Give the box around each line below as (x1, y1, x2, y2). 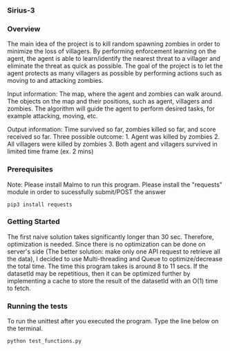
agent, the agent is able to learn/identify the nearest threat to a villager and (7, 55, 221, 63)
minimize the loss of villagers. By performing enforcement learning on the (7, 47, 217, 55)
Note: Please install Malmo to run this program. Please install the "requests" (7, 180, 223, 189)
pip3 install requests (7, 201, 73, 208)
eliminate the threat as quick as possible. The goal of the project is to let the (7, 61, 223, 70)
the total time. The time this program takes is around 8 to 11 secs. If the (7, 262, 209, 270)
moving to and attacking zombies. (7, 77, 104, 85)
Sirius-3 (7, 6, 35, 15)
